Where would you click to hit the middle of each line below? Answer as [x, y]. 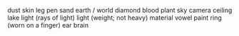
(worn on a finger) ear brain [48, 25]
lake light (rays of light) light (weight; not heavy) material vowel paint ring [115, 18]
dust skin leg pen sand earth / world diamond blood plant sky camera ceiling [120, 10]
